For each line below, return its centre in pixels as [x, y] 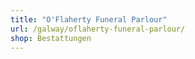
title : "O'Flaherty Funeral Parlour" [89, 19]
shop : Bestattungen [51, 38]
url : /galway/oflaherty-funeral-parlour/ [98, 29]
